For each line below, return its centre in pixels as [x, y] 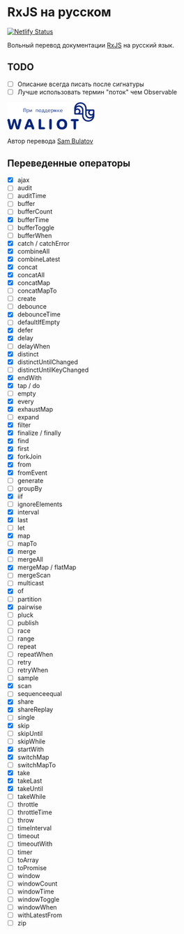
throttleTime [34, 812]
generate [30, 480]
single [26, 718]
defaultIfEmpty [39, 322]
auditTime [32, 196]
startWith [30, 749]
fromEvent [32, 473]
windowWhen [37, 907]
